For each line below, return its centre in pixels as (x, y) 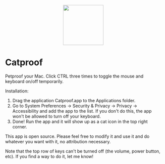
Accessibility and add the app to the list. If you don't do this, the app (82, 111)
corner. (20, 126)
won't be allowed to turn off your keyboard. (56, 116)
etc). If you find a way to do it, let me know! (49, 156)
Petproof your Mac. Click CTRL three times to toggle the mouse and (74, 76)
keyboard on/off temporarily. (34, 81)
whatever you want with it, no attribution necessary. (58, 141)
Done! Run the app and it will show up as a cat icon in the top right (80, 122)
